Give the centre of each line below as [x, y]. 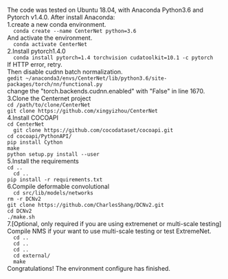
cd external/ [32, 256]
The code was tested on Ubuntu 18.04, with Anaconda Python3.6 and [105, 10]
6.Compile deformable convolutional [58, 186]
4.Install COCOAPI [33, 118]
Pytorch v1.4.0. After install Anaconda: [61, 17]
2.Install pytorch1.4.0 [37, 51]
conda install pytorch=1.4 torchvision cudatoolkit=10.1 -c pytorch [113, 58]
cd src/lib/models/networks [54, 193]
